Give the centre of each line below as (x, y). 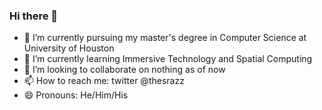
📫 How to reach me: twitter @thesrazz (104, 81)
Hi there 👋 (34, 16)
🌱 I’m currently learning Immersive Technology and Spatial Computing (168, 59)
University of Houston (69, 48)
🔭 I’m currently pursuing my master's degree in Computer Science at (165, 38)
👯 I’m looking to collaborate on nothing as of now (124, 70)
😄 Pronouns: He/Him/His (76, 95)
